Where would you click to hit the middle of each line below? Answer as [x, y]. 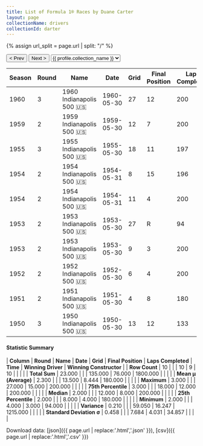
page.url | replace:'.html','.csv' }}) [47, 437]
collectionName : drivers [37, 23]
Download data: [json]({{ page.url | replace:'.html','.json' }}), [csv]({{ [91, 430]
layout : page [23, 18]
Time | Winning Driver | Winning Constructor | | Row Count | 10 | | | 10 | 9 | [101, 367]
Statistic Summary [30, 347]
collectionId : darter [34, 29]
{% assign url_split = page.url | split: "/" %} [60, 46]
